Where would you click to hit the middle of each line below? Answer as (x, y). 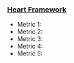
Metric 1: (29, 25)
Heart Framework (37, 10)
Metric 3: (30, 39)
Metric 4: (30, 47)
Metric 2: (30, 32)
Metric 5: (30, 53)
